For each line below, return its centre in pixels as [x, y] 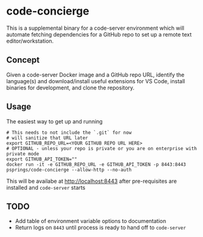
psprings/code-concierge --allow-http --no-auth [69, 170]
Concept [23, 60]
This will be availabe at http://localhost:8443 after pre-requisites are [92, 181]
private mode [23, 154]
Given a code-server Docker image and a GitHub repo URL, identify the [95, 75]
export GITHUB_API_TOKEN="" [42, 159]
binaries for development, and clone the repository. [71, 88]
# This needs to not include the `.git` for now [69, 132]
